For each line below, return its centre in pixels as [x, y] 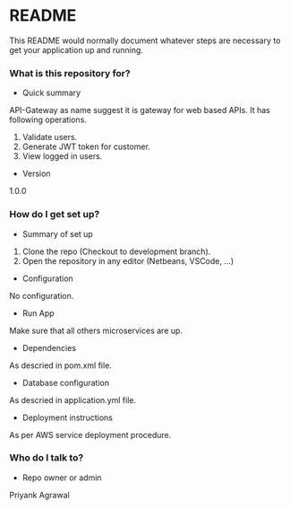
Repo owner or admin [62, 478]
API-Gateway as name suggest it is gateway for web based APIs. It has [140, 110]
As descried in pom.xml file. [60, 365]
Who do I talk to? [47, 458]
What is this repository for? [70, 73]
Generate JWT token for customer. [86, 147]
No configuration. [42, 295]
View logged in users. [62, 156]
